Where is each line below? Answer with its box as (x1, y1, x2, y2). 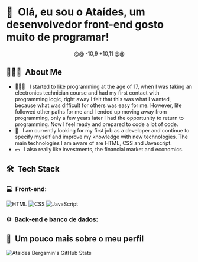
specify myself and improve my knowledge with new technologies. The (14, 133, 188, 140)
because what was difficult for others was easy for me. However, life (14, 102, 182, 109)
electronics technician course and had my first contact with (14, 89, 160, 96)
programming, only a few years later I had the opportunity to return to (14, 114, 184, 121)
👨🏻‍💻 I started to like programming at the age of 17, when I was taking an (14, 83, 193, 90)
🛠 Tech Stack (6, 164, 60, 174)
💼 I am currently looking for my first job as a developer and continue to (14, 127, 190, 134)
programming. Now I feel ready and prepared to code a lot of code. (14, 121, 178, 128)
